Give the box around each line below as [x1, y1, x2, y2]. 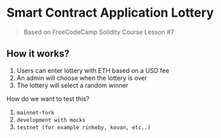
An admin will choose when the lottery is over [16, 74, 147, 82]
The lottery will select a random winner [16, 81, 129, 89]
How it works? [6, 48, 70, 60]
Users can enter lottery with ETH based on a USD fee [16, 66, 170, 74]
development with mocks [16, 117, 86, 123]
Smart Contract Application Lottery [6, 5, 214, 21]
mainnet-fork [16, 109, 55, 116]
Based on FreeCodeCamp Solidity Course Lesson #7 [23, 28, 174, 36]
